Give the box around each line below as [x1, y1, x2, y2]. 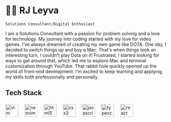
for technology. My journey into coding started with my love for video [5, 36, 152, 42]
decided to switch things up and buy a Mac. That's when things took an [5, 46, 156, 53]
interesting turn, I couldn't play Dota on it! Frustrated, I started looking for [5, 52, 160, 58]
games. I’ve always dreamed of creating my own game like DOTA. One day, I [5, 41, 166, 47]
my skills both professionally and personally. [5, 74, 99, 80]
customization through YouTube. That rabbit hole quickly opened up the [5, 63, 157, 69]
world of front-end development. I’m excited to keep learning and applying [5, 68, 162, 75]
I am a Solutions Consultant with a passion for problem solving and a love [5, 30, 160, 36]
